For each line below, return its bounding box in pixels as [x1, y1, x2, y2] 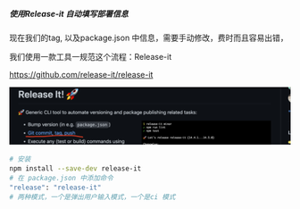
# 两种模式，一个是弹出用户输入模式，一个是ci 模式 [9, 192, 176, 201]
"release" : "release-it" [9, 183, 102, 192]
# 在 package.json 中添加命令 [9, 174, 113, 183]
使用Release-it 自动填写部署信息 [9, 8, 129, 19]
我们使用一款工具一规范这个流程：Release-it [9, 51, 172, 62]
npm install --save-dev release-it [9, 164, 142, 173]
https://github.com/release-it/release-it [9, 69, 154, 79]
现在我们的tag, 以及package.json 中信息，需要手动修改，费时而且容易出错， [9, 32, 288, 43]
